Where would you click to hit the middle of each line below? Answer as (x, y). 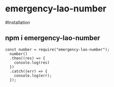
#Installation (18, 22)
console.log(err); (33, 76)
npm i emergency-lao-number (53, 38)
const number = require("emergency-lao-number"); (57, 49)
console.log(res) (32, 63)
